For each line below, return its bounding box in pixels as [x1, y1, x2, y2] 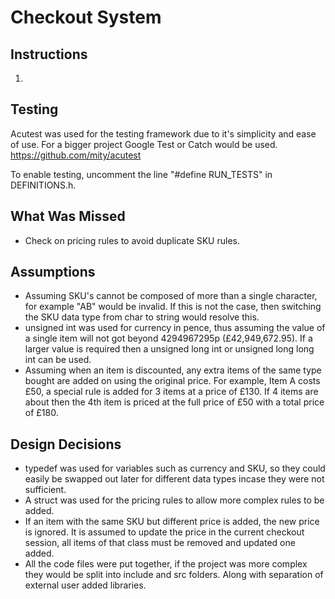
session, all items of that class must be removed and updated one [24, 537, 296, 549]
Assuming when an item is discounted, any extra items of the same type [24, 364, 322, 376]
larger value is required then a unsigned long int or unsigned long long [24, 343, 315, 355]
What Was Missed [10, 208, 126, 225]
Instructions [10, 46, 88, 63]
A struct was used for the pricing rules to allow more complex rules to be [24, 494, 325, 506]
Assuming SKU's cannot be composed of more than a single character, [24, 290, 318, 302]
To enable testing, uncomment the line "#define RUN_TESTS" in [10, 168, 273, 180]
